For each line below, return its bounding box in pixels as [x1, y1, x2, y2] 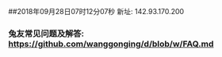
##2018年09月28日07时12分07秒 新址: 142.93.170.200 [8, 7, 185, 16]
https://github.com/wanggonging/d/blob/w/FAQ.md [8, 38, 214, 49]
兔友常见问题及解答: [8, 28, 85, 39]
